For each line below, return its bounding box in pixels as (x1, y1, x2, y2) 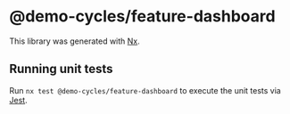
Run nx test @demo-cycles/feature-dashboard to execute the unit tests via (9, 85, 281, 95)
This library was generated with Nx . (9, 36, 140, 46)
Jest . (9, 94, 29, 105)
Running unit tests (9, 61, 113, 77)
